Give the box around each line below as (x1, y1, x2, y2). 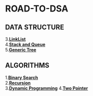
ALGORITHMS (5, 61, 50, 70)
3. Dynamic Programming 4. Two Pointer (5, 85, 89, 91)
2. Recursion (5, 79, 31, 85)
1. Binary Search (5, 74, 38, 80)
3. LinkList (5, 36, 26, 42)
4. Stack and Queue (5, 41, 46, 47)
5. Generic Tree (5, 47, 36, 52)
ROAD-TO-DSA (5, 3, 69, 14)
